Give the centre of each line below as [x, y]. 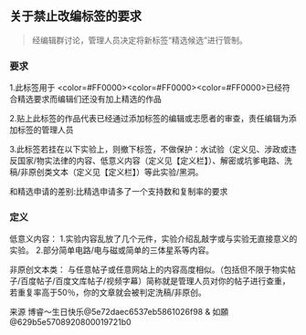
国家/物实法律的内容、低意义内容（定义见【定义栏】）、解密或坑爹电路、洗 [155, 161]
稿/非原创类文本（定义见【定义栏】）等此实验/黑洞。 [106, 173]
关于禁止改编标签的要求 [75, 16]
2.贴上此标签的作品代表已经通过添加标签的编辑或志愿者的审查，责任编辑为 [149, 119]
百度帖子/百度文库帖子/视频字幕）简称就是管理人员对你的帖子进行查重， [155, 281]
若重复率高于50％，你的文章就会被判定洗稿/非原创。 [108, 293]
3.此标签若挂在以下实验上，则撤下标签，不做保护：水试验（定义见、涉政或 [149, 150]
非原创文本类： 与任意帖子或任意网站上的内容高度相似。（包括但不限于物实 [148, 270]
